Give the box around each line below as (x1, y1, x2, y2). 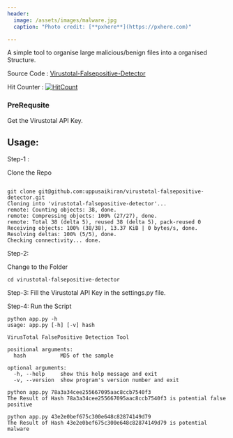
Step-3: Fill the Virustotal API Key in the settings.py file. (7, 289, 166, 297)
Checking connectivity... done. (7, 237, 101, 244)
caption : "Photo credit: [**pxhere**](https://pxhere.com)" (13, 23, 192, 30)
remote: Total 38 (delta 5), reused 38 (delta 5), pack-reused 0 (7, 219, 201, 226)
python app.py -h (7, 316, 58, 323)
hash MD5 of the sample (13, 352, 114, 360)
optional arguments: (7, 365, 68, 372)
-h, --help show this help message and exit (13, 371, 158, 378)
